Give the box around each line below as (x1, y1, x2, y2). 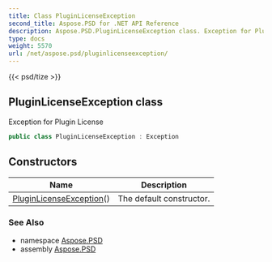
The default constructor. (117, 192, 210, 204)
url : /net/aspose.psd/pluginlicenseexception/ (8, 49, 168, 58)
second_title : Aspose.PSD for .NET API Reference (8, 19, 180, 28)
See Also (8, 217, 45, 228)
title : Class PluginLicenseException (8, 11, 136, 20)
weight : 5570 (8, 42, 53, 50)
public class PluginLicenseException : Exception (8, 132, 180, 140)
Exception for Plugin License (8, 117, 104, 127)
